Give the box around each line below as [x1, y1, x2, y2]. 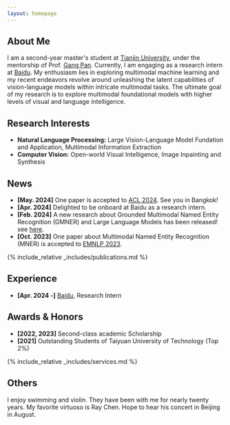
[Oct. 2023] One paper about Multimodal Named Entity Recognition [17, 232, 210, 241]
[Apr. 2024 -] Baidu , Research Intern [17, 291, 122, 299]
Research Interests [7, 118, 90, 129]
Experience [7, 273, 57, 285]
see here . [17, 225, 45, 234]
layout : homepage [7, 10, 57, 17]
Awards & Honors [7, 311, 84, 323]
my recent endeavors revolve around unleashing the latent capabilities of [7, 76, 214, 84]
